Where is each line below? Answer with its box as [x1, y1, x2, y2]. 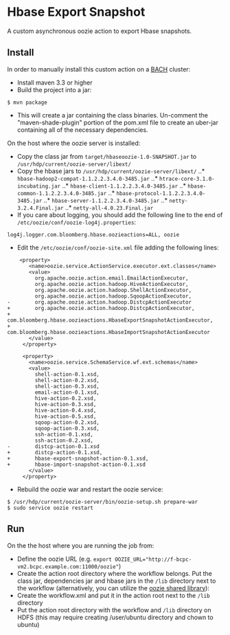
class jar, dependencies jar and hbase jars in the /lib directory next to [16, 577, 216, 585]
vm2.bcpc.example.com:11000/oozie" [16, 563, 119, 570]
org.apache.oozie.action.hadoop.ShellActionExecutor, [34, 287, 192, 293]
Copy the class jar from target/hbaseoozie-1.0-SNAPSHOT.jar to [16, 152, 197, 160]
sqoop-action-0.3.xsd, [34, 425, 100, 432]
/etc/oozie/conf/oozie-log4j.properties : [16, 218, 136, 226]
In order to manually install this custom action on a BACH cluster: [7, 65, 191, 73]
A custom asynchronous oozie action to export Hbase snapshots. [7, 27, 192, 35]
